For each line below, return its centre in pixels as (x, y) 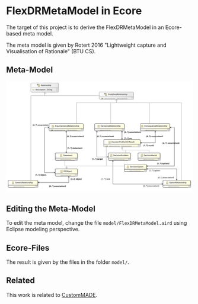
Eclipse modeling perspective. (43, 229)
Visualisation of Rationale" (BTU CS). (51, 51)
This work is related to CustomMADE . (52, 295)
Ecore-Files (28, 248)
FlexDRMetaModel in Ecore (74, 11)
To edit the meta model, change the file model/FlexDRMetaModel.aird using (97, 223)
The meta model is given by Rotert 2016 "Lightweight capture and (87, 45)
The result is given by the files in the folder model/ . (68, 262)
